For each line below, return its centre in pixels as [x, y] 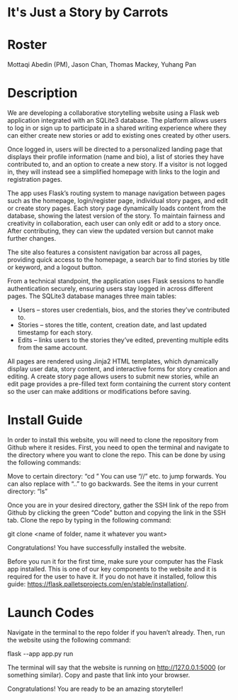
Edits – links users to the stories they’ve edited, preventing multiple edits [123, 340]
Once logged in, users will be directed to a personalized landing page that [115, 149]
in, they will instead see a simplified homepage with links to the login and [114, 172]
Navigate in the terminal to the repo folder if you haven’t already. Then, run [116, 632]
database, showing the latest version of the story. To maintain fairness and [116, 216]
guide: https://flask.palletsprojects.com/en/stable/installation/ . [98, 584]
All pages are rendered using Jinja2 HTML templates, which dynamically [113, 361]
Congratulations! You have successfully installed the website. [97, 548]
